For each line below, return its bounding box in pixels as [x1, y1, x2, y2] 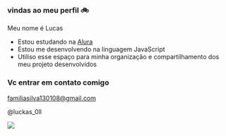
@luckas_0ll [7, 107, 42, 116]
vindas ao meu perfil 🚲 [7, 5, 90, 15]
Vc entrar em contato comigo [7, 78, 109, 87]
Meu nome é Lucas [7, 24, 64, 32]
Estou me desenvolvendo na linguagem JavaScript [17, 45, 165, 54]
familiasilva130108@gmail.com [7, 94, 97, 102]
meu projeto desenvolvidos [17, 60, 97, 68]
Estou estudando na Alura [17, 37, 93, 47]
